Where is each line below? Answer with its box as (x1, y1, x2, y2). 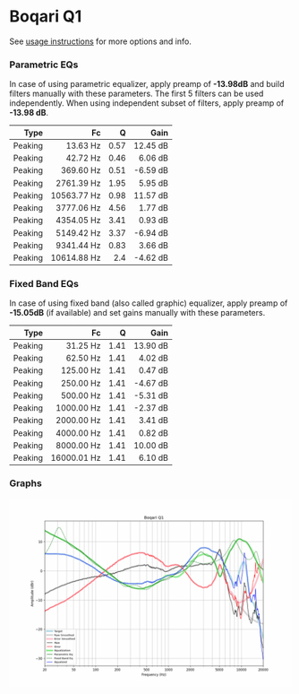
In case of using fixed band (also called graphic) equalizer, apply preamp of (9, 298, 288, 308)
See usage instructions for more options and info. (9, 36, 192, 47)
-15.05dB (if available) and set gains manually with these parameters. (9, 308, 266, 318)
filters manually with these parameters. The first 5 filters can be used (9, 88, 264, 100)
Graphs (9, 477, 42, 490)
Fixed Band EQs (9, 277, 79, 290)
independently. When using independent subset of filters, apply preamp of (9, 98, 285, 108)
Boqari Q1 (9, 6, 82, 27)
